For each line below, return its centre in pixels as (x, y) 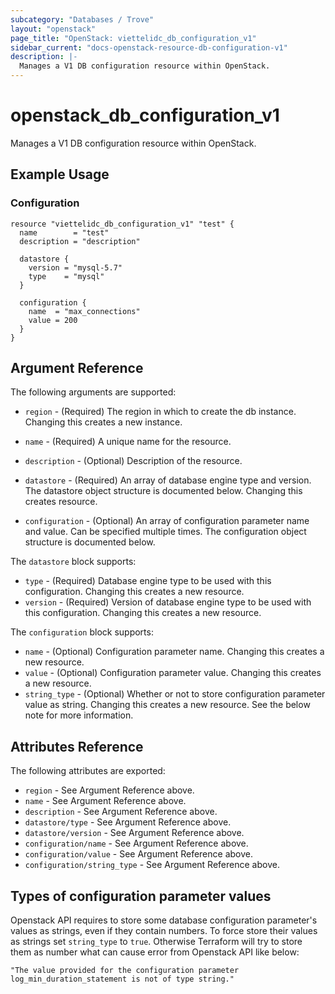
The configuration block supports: (82, 632)
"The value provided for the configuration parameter (125, 971)
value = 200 (53, 320)
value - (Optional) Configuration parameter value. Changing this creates (173, 673)
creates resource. (61, 502)
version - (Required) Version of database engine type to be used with (168, 602)
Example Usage (60, 174)
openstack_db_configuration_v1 (145, 115)
